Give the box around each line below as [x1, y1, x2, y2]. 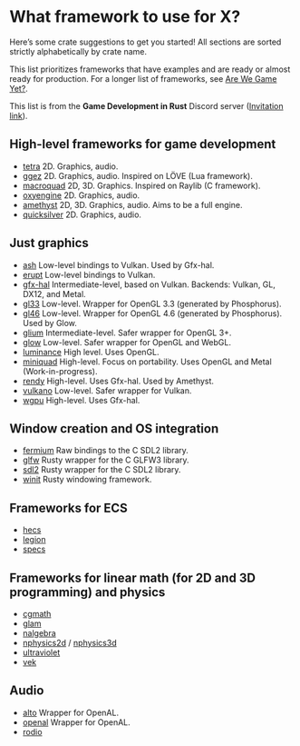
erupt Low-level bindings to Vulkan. [22, 269, 156, 280]
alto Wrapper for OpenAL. [22, 707, 120, 718]
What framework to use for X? [9, 6, 241, 27]
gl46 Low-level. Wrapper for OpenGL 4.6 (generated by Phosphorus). [22, 307, 283, 319]
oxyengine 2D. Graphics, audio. [22, 189, 140, 201]
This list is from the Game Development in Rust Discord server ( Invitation [9, 100, 284, 111]
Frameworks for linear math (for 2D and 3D [9, 570, 256, 585]
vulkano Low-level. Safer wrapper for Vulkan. [22, 384, 192, 396]
